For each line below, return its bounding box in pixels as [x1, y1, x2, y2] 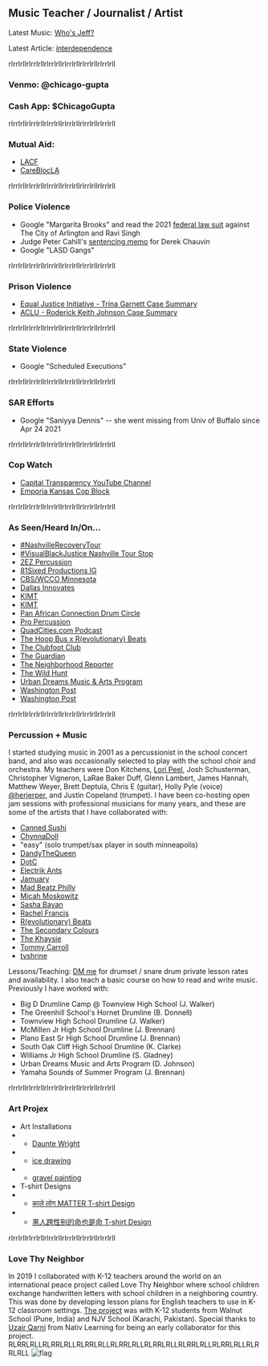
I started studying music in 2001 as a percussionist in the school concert [8, 747, 248, 758]
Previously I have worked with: [8, 984, 110, 993]
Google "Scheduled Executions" [19, 362, 127, 371]
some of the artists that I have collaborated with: [8, 808, 169, 817]
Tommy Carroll [19, 943, 70, 952]
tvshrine [19, 951, 48, 961]
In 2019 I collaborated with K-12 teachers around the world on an [8, 1271, 222, 1281]
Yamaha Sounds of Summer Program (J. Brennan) [19, 1068, 185, 1078]
